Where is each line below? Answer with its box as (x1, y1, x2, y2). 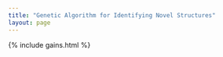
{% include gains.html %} (8, 40, 91, 49)
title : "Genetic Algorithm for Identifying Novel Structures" (8, 11, 216, 20)
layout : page (8, 19, 51, 27)
